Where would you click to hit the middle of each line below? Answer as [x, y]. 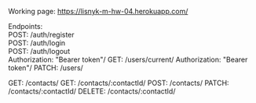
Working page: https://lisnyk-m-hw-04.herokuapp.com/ [98, 11]
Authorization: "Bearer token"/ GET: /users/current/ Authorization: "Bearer [128, 59]
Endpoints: [26, 26]
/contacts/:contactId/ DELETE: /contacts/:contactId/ [92, 91]
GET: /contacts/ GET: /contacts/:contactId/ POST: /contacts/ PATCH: [119, 83]
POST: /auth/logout [39, 51]
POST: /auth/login [37, 43]
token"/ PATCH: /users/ [46, 68]
